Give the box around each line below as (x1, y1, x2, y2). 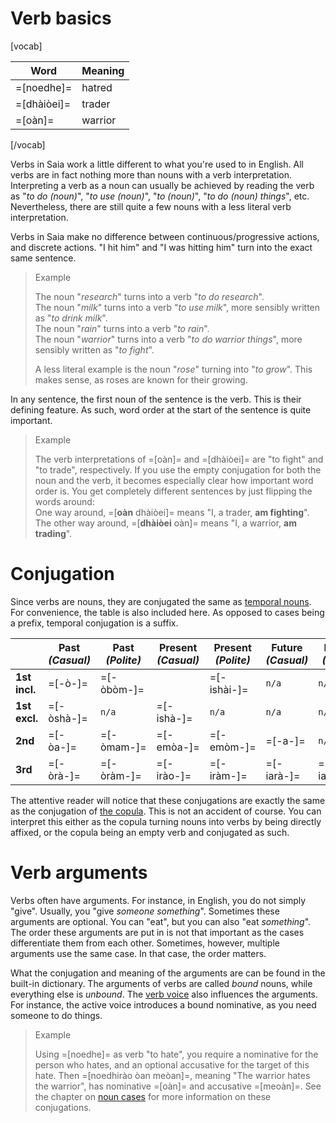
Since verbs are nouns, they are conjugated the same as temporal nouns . (10, 595, 312, 607)
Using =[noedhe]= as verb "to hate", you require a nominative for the (34, 1048, 319, 1060)
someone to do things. (10, 1009, 103, 1021)
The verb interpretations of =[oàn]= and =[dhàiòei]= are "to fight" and (34, 453, 324, 465)
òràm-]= (99, 768, 142, 782)
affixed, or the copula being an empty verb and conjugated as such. (10, 826, 290, 838)
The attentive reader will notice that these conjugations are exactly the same (10, 794, 326, 806)
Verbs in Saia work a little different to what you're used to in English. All (10, 158, 304, 170)
